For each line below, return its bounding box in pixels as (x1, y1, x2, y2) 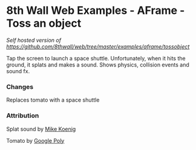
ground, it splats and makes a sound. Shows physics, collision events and (6, 61, 189, 68)
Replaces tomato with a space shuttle (6, 96, 100, 103)
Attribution (6, 111, 39, 120)
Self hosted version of (6, 36, 62, 44)
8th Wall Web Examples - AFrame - (6, 4, 185, 18)
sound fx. (6, 67, 30, 74)
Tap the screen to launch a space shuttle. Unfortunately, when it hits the (6, 54, 186, 62)
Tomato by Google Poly (6, 137, 65, 144)
